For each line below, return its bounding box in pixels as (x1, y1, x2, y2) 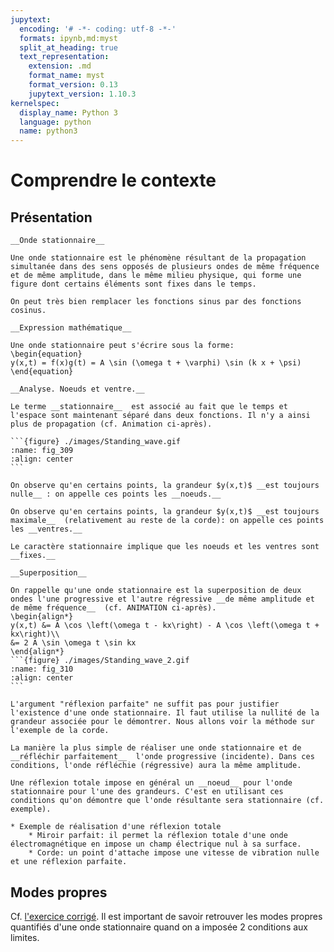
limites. (10, 931, 40, 943)
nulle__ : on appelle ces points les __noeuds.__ (10, 489, 222, 500)
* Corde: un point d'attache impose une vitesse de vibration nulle (28, 848, 320, 858)
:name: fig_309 (10, 446, 74, 456)
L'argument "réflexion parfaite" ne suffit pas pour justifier (10, 699, 280, 710)
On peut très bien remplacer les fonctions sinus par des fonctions (10, 297, 302, 307)
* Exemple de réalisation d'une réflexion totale (10, 822, 222, 832)
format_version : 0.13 (28, 80, 118, 90)
